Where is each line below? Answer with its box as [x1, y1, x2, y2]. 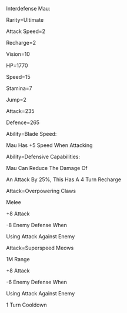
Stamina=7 [6, 85, 32, 92]
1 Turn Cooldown [6, 301, 47, 308]
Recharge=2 [6, 39, 36, 46]
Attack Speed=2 [6, 28, 46, 35]
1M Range [6, 256, 31, 262]
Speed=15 [6, 74, 31, 80]
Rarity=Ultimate [6, 16, 44, 23]
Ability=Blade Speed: [6, 131, 57, 137]
